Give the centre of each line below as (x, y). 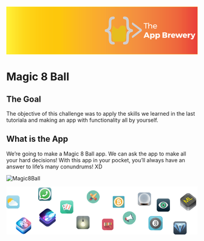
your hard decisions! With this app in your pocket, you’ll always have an (96, 160)
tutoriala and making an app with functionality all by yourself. (83, 120)
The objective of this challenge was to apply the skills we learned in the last (101, 114)
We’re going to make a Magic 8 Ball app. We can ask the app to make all (96, 154)
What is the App (37, 139)
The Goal (24, 99)
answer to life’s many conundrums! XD (54, 167)
